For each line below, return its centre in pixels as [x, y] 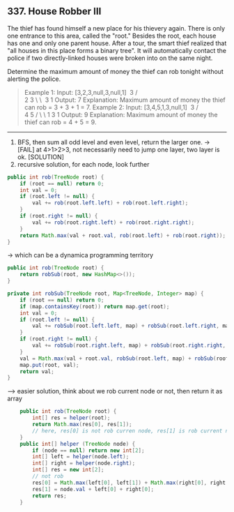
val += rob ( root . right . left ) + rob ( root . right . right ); [114, 223]
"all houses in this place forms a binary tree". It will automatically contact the [117, 50]
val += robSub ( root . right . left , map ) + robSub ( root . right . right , [129, 346]
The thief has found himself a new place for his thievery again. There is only [116, 28]
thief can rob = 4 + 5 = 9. [60, 122]
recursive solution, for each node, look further [83, 164]
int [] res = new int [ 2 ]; [68, 470]
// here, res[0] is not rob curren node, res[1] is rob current [127, 431]
